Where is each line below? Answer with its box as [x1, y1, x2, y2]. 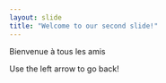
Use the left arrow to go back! [9, 63, 119, 74]
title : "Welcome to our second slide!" [9, 21, 159, 30]
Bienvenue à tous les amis [9, 46, 106, 56]
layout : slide [9, 12, 63, 22]
